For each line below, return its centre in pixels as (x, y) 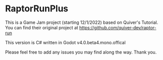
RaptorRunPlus (37, 9)
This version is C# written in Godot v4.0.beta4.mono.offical (65, 42)
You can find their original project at (42, 27)
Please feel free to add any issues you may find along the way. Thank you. (81, 52)
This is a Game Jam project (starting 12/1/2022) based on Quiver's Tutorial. (82, 22)
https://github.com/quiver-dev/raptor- (118, 27)
